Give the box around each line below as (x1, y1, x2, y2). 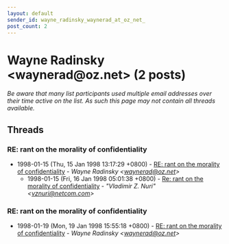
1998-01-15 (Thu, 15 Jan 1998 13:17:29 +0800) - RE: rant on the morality (16, 160, 220, 168)
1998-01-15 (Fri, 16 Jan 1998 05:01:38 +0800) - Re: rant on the (27, 175, 204, 182)
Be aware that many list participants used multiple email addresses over (7, 90, 213, 98)
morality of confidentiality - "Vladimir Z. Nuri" (27, 182, 156, 190)
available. (7, 104, 36, 112)
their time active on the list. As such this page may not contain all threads (7, 97, 216, 105)
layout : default (7, 10, 53, 17)
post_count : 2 (7, 23, 48, 29)
